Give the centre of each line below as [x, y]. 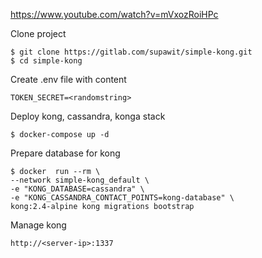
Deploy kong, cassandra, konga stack [88, 116]
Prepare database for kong [65, 153]
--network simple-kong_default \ [80, 180]
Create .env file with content [68, 79]
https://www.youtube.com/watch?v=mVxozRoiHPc [114, 14]
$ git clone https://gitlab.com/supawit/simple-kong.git [131, 52]
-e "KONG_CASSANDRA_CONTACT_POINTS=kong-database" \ [122, 198]
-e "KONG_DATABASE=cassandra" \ [77, 189]
